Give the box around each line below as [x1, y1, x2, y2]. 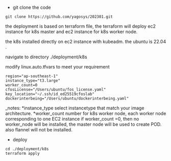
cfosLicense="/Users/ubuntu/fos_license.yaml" [5, 87, 106, 92]
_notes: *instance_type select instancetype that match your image [5, 105, 144, 111]
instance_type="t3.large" [5, 78, 60, 83]
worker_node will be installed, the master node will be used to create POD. [5, 121, 162, 127]
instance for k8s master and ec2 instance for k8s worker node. [5, 29, 138, 35]
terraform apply [5, 151, 40, 156]
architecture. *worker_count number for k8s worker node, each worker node [5, 110, 166, 117]
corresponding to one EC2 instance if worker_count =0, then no [5, 116, 139, 122]
